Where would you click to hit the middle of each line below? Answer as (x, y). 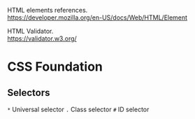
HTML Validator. (30, 31)
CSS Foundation (55, 67)
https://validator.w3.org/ (42, 38)
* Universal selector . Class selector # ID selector (78, 109)
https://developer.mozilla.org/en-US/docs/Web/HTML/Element (97, 17)
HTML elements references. (48, 10)
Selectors (29, 93)
